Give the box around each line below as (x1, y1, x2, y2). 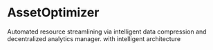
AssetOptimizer (7, 5, 100, 21)
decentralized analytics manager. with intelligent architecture (7, 34, 181, 42)
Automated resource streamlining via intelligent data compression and (7, 27, 207, 36)
